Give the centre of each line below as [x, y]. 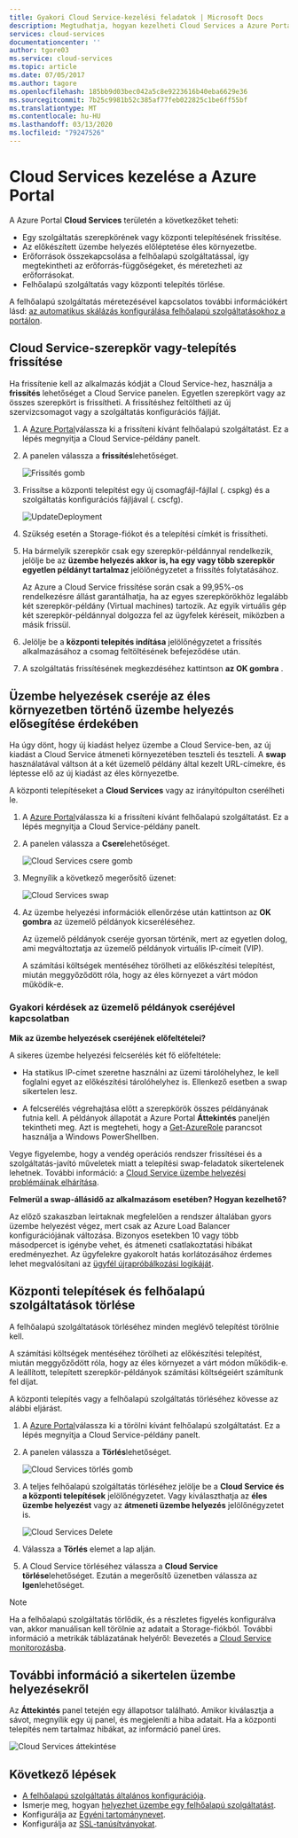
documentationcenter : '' [55, 42]
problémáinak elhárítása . [54, 1182]
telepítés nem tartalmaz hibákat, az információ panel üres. [115, 1729]
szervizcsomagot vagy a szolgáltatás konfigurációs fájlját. [115, 411]
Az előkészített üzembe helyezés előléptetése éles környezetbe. [139, 246]
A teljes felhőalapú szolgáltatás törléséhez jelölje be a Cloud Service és [153, 1486]
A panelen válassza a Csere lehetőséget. [96, 844]
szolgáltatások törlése [72, 1306]
